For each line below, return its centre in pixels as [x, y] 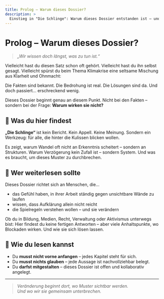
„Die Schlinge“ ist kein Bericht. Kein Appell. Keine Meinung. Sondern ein [78, 133]
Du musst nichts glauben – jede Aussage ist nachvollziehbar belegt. [81, 261]
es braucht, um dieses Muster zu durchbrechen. [53, 158]
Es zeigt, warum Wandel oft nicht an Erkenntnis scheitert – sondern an [76, 147]
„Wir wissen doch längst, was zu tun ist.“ [58, 56]
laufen [19, 199]
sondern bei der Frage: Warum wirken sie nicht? [54, 105]
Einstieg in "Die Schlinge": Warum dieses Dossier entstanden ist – [81, 19]
